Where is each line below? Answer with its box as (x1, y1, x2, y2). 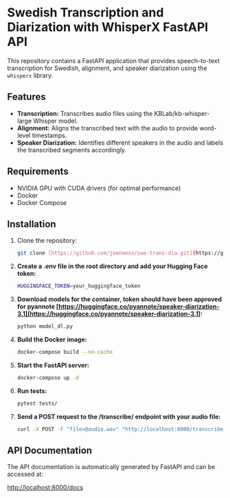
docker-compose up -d (16, 374, 79, 381)
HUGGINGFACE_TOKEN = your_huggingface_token (16, 283, 141, 289)
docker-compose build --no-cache (16, 348, 113, 355)
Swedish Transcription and (7, 5, 164, 21)
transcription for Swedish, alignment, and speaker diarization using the (7, 64, 207, 72)
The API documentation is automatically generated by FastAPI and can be (7, 463, 216, 471)
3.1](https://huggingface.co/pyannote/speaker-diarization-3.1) (16, 310, 201, 318)
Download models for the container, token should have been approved (16, 295, 222, 303)
